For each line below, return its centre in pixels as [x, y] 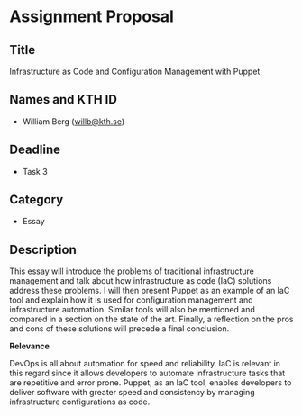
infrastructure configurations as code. [80, 402]
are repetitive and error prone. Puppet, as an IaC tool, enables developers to [151, 383]
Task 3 [35, 171]
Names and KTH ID [63, 99]
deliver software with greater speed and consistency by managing [132, 393]
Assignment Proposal [92, 17]
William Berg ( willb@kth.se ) [73, 121]
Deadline [35, 150]
